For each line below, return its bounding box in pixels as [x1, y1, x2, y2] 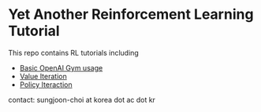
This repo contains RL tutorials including [8, 48, 140, 57]
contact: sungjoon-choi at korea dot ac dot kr [8, 95, 156, 104]
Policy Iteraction [19, 80, 73, 89]
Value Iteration [19, 71, 67, 81]
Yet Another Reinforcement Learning [8, 5, 254, 23]
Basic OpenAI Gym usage [19, 63, 103, 72]
